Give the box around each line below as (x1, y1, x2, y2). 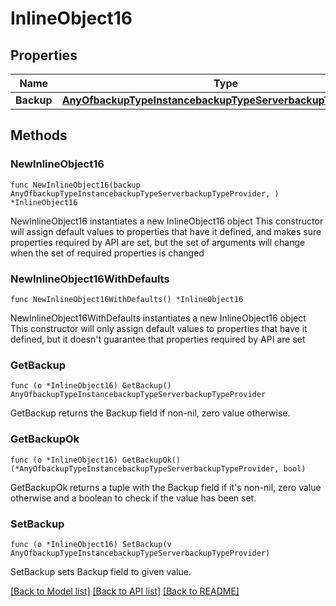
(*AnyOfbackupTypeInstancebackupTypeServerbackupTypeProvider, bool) (10, 463, 307, 474)
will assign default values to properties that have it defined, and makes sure (10, 225, 322, 237)
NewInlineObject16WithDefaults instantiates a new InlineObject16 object (10, 312, 307, 324)
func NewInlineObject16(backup (10, 180, 141, 190)
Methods (10, 127, 68, 144)
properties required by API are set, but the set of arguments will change (10, 236, 306, 248)
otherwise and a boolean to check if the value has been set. (10, 492, 257, 504)
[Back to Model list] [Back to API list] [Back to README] (10, 585, 240, 597)
